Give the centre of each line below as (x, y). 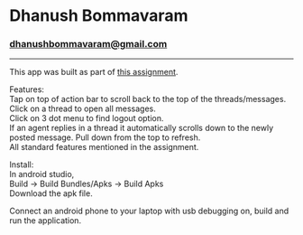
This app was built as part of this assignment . (94, 72)
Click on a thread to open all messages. (83, 108)
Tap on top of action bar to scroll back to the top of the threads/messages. (148, 99)
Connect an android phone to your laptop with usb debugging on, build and (149, 211)
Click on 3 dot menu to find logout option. (87, 118)
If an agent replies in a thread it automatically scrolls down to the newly (141, 128)
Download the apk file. (51, 193)
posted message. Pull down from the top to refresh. (105, 137)
